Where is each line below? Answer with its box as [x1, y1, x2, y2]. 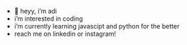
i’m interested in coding [14, 14, 83, 23]
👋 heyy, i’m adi [14, 7, 57, 15]
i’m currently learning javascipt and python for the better [14, 22, 180, 30]
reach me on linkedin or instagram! [14, 29, 117, 38]
